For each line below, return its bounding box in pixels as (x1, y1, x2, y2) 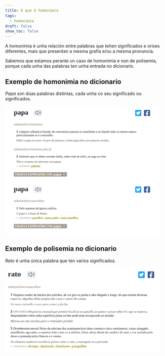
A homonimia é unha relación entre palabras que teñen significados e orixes (5, 43, 160, 49)
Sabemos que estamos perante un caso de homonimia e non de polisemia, (5, 58, 157, 64)
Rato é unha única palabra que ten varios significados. (5, 258, 116, 264)
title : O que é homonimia (5, 8, 58, 13)
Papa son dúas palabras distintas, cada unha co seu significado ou (5, 90, 142, 96)
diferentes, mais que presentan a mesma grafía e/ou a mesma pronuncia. (5, 48, 154, 54)
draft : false (5, 24, 32, 29)
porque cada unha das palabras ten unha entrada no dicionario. (5, 63, 135, 69)
